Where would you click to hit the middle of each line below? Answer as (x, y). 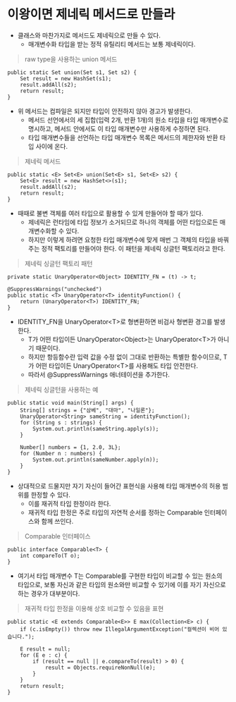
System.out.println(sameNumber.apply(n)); (96, 460)
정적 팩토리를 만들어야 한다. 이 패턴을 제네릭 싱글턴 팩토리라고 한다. (133, 248)
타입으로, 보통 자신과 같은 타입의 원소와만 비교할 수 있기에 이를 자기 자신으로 (122, 584)
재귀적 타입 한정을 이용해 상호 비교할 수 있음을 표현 (94, 608)
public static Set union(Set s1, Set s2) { (72, 72)
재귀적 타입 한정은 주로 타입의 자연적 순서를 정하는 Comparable (115, 512)
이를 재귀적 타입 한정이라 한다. (69, 503)
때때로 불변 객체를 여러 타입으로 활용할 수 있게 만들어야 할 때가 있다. (110, 213)
